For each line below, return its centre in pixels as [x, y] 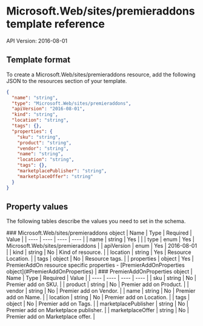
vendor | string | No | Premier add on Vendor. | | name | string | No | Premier [101, 291]
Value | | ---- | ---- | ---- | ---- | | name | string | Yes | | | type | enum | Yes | [101, 239]
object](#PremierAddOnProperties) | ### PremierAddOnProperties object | [99, 271]
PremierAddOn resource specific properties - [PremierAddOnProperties [95, 265]
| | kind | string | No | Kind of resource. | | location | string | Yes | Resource [99, 252]
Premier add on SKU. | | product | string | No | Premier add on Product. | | [98, 284]
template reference [55, 24]
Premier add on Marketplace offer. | [51, 317]
